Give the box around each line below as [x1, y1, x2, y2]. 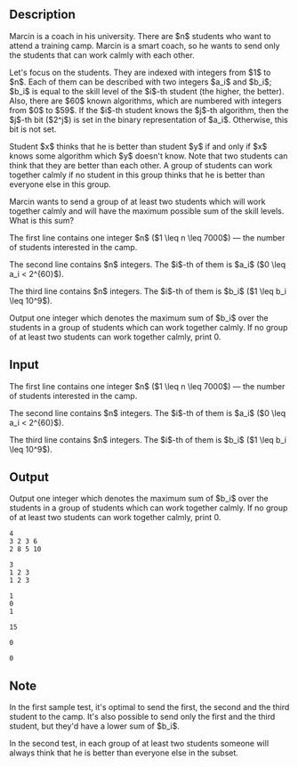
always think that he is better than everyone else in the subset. [9, 747, 238, 758]
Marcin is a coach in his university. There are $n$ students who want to [9, 30, 271, 41]
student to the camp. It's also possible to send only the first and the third [9, 712, 276, 722]
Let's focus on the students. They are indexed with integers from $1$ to [9, 67, 271, 78]
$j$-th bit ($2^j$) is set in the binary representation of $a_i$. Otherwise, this [9, 114, 289, 125]
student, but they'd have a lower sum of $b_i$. [9, 721, 181, 731]
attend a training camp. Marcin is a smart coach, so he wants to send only [9, 40, 280, 51]
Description [9, 7, 76, 22]
